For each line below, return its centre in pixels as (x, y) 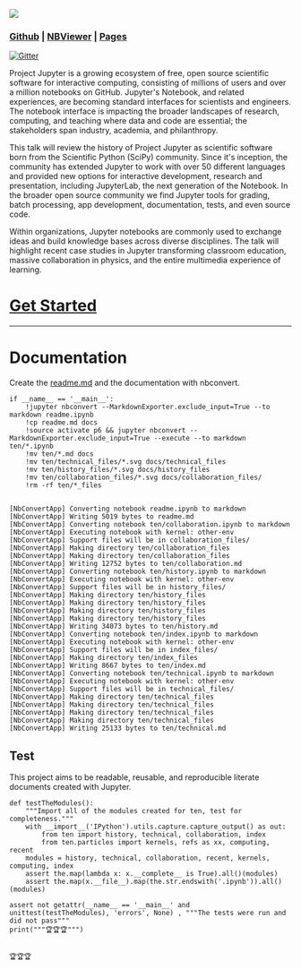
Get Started (53, 306)
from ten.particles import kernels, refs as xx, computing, (156, 842)
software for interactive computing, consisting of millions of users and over (148, 83)
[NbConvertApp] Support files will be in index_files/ (114, 650)
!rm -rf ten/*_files (64, 485)
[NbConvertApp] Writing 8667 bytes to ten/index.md (107, 666)
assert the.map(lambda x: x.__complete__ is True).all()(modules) (152, 873)
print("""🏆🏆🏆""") (47, 930)
